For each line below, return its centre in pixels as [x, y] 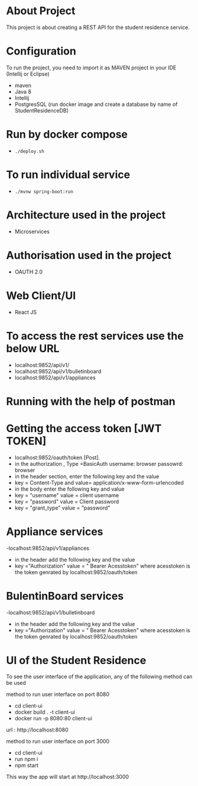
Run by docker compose [67, 135]
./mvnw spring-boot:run [44, 191]
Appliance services [55, 531]
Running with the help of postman [91, 401]
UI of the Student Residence [76, 660]
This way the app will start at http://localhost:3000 [67, 777]
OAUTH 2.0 [29, 272]
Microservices [32, 231]
